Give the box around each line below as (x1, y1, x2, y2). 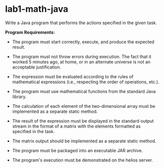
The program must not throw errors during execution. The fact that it (12, 53, 152, 60)
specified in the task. (12, 128, 55, 134)
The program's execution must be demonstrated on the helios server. (12, 157, 153, 163)
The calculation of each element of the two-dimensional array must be (12, 103, 156, 109)
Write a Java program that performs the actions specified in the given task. (5, 20, 157, 26)
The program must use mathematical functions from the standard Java (12, 88, 156, 94)
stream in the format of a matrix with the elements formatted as (12, 123, 141, 129)
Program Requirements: (5, 29, 55, 35)
